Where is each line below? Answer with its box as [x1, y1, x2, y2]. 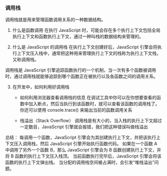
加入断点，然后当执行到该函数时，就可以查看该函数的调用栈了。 [28, 101, 160, 107]
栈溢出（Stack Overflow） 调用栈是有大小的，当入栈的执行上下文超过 [19, 118, 162, 124]
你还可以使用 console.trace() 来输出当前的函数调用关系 [19, 107, 133, 113]
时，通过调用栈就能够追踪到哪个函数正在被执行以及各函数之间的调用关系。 [5, 73, 158, 79]
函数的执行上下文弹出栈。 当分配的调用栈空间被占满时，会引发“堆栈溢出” [5, 160, 155, 166]
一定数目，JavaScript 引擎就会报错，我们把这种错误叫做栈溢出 [19, 124, 148, 130]
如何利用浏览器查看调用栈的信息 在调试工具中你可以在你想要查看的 [19, 95, 157, 101]
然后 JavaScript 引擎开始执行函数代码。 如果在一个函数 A [39, 141, 158, 147]
